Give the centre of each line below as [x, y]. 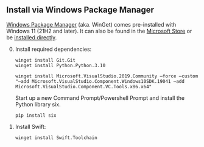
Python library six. [38, 104]
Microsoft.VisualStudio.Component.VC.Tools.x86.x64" [83, 87]
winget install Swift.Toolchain [56, 138]
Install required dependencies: [53, 49]
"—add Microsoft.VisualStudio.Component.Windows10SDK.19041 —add [100, 81]
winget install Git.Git [45, 60]
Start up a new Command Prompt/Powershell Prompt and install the [100, 98]
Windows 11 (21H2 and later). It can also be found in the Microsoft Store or [99, 31]
